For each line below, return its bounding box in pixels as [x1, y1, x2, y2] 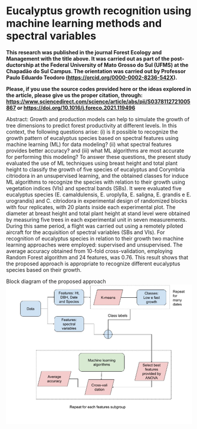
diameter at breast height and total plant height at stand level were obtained [6, 210, 191, 217]
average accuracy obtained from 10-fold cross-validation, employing [6, 247, 173, 255]
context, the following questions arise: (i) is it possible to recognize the [6, 128, 178, 135]
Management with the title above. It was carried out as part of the [6, 55, 170, 62]
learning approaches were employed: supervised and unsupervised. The [6, 241, 183, 248]
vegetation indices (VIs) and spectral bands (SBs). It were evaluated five [6, 184, 182, 191]
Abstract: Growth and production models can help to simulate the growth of [6, 115, 190, 122]
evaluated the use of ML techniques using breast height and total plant [6, 160, 178, 167]
